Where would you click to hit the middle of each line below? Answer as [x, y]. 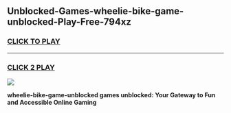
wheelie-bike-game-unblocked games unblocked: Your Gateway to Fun [111, 95]
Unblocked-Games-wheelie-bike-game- [96, 11]
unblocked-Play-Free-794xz [69, 22]
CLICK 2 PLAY [31, 67]
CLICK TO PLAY [34, 42]
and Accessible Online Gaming [52, 102]
